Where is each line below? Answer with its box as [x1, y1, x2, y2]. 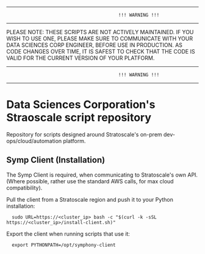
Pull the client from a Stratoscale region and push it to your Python [6, 196, 174, 203]
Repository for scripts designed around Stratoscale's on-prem [6, 130, 163, 138]
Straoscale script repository [6, 111, 151, 125]
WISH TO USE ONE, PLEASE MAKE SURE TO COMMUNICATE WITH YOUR [6, 35, 193, 42]
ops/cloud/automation [6, 137, 62, 144]
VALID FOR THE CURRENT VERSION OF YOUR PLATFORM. [6, 54, 155, 62]
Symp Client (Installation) [6, 155, 106, 165]
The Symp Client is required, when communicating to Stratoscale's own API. [6, 171, 198, 178]
